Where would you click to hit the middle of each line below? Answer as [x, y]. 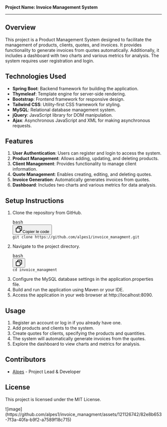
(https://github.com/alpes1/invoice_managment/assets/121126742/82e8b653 [83, 414]
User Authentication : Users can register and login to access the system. [87, 153]
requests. [22, 125]
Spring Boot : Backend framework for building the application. [75, 88]
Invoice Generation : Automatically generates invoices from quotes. [81, 180]
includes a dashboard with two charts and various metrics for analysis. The [82, 55]
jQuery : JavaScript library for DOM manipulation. [63, 115]
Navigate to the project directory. [46, 246]
